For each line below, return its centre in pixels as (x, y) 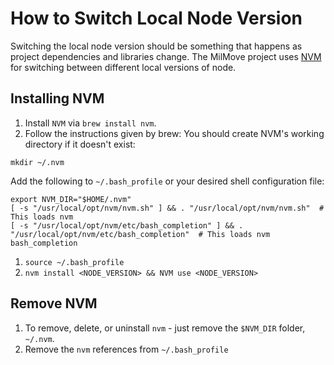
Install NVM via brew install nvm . (90, 123)
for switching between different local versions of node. (123, 67)
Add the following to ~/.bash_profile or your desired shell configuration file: (167, 181)
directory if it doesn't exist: (80, 144)
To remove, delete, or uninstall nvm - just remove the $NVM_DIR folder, (165, 328)
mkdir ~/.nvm (37, 162)
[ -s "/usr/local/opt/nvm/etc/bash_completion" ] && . (127, 225)
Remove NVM (54, 303)
